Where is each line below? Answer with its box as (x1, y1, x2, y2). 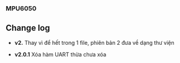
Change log (5, 23, 50, 33)
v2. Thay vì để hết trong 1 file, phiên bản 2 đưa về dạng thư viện (14, 39, 175, 46)
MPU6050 (5, 4, 37, 13)
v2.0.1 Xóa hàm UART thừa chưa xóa (14, 50, 107, 58)
